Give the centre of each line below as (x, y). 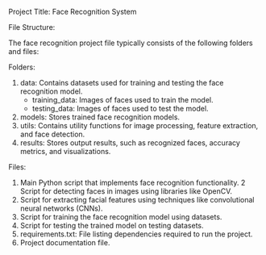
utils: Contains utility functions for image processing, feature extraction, (139, 125)
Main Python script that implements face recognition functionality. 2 (133, 182)
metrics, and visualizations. (65, 151)
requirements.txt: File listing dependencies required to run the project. (136, 234)
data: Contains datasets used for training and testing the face (122, 83)
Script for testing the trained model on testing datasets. (112, 226)
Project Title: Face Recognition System (73, 12)
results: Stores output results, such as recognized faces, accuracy (130, 143)
